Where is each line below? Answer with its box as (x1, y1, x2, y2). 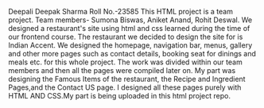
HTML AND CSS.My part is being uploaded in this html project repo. (8, 91, 231, 100)
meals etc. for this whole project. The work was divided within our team (8, 57, 243, 67)
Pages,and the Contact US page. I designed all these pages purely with (8, 83, 242, 92)
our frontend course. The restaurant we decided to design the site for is (8, 32, 243, 41)
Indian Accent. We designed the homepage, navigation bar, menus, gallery (8, 40, 253, 50)
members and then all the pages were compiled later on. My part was (8, 66, 236, 75)
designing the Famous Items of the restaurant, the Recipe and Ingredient (8, 75, 246, 83)
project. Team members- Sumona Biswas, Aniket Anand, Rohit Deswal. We (8, 15, 253, 25)
